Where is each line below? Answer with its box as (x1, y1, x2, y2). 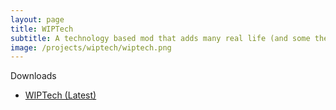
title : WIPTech (10, 24, 74, 34)
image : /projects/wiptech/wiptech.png (10, 42, 172, 53)
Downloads (10, 70, 57, 82)
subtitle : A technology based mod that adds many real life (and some (10, 33, 311, 43)
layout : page (10, 14, 65, 25)
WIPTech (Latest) (24, 89, 97, 101)
